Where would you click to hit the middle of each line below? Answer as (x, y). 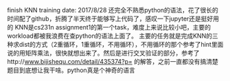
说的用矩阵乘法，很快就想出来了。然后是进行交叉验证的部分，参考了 (103, 53)
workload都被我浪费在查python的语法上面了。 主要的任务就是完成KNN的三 (113, 36)
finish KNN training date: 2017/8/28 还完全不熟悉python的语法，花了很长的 (113, 10)
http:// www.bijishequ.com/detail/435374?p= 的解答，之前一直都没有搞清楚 (113, 61)
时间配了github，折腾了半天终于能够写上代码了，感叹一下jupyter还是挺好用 (113, 19)
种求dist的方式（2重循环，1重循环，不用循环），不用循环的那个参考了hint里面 (115, 44)
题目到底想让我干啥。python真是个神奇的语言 (71, 70)
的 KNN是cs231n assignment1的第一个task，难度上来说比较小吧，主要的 (109, 27)
